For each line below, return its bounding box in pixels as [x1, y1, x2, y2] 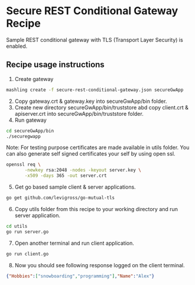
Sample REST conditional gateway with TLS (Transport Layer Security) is [6, 36, 183, 43]
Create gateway [14, 75, 54, 82]
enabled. [6, 43, 28, 50]
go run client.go [6, 251, 49, 257]
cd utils [6, 223, 28, 229]
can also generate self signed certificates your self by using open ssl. [6, 150, 175, 157]
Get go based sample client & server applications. [14, 183, 136, 190]
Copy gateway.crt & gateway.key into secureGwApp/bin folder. [14, 98, 167, 105]
